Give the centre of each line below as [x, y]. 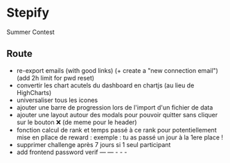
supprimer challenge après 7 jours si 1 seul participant [94, 144]
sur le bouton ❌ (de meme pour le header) [77, 122]
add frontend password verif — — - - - [72, 152]
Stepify [28, 13]
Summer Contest [30, 32]
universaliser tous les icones [57, 100]
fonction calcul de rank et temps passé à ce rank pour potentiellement [116, 130]
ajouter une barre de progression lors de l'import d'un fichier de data [115, 107]
